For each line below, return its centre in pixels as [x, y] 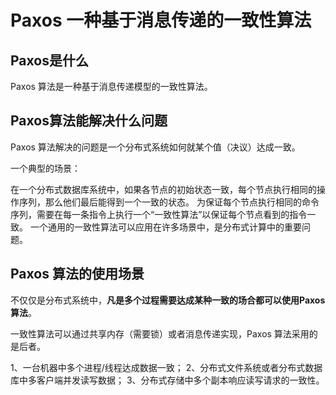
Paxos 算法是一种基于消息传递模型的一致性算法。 [111, 86]
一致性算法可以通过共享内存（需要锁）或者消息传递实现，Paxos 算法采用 [160, 333]
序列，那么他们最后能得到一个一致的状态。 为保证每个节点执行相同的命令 [169, 202]
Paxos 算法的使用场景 [77, 274]
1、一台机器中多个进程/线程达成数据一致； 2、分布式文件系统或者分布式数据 [166, 367]
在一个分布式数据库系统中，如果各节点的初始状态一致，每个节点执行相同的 [163, 189]
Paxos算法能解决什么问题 [89, 121]
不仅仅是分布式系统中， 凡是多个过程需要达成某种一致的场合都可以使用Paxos [168, 300]
